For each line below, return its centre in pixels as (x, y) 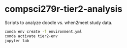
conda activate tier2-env (31, 36)
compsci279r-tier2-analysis (63, 9)
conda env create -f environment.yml (43, 31)
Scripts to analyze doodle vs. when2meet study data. (59, 23)
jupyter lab (17, 41)
